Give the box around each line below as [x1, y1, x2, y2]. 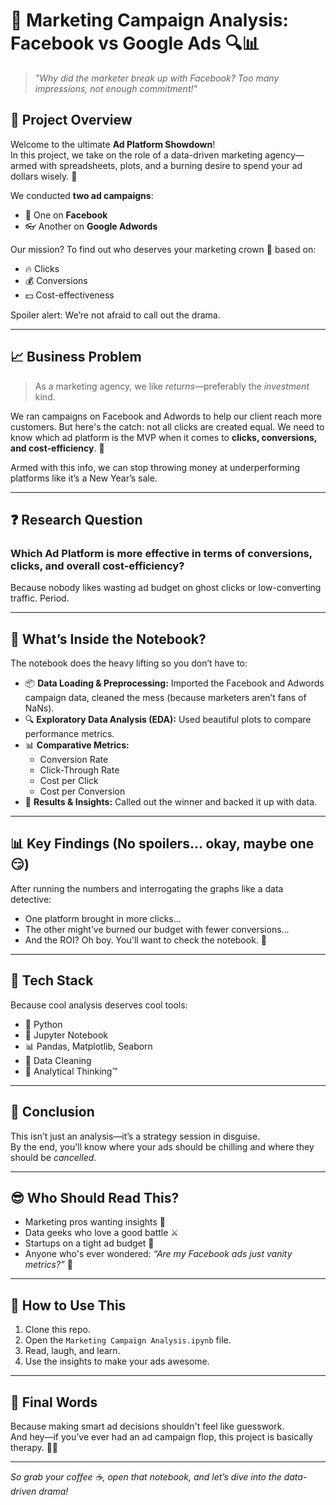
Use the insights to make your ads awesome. [24, 1355, 210, 1368]
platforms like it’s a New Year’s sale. [10, 472, 158, 484]
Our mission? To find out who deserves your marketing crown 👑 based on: [10, 243, 317, 255]
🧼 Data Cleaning [24, 1054, 92, 1066]
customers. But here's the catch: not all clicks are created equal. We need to [10, 420, 325, 433]
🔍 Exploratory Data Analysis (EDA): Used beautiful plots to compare [24, 714, 312, 726]
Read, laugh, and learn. [24, 1345, 121, 1357]
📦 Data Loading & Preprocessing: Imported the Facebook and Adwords [24, 677, 325, 689]
